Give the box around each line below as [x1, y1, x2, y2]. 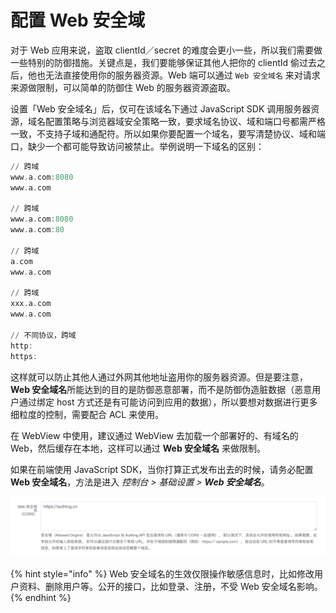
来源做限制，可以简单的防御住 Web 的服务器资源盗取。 [10, 81, 236, 93]
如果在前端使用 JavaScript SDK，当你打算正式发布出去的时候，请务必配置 [10, 463, 314, 475]
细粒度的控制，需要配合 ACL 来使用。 [10, 408, 165, 420]
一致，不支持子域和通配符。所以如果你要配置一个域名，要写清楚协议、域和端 [10, 127, 326, 140]
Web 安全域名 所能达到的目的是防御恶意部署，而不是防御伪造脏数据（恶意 [10, 383, 313, 395]
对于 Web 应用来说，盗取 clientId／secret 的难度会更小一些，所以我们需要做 [10, 44, 323, 56]
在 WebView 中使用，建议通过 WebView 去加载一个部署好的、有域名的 [10, 429, 299, 441]
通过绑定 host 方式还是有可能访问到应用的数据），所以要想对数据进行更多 [18, 396, 318, 408]
